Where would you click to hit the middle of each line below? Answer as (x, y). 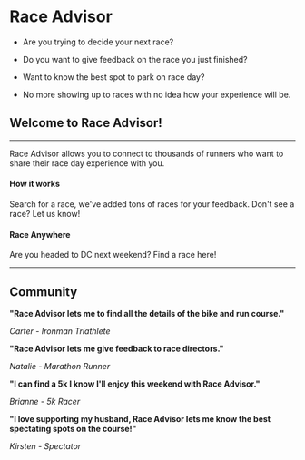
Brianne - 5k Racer (45, 401)
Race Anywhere (40, 234)
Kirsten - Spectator (45, 445)
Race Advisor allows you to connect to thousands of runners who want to (147, 153)
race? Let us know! (45, 213)
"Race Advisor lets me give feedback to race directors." (117, 348)
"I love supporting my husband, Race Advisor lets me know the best (140, 418)
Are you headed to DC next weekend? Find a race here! (113, 255)
